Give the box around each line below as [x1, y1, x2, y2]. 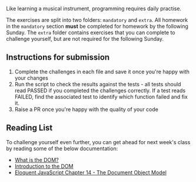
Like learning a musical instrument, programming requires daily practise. [6, 5, 181, 12]
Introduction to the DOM [14, 162, 74, 170]
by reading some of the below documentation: [6, 145, 118, 152]
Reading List [6, 123, 53, 133]
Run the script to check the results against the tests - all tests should [14, 80, 181, 87]
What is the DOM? [14, 156, 59, 163]
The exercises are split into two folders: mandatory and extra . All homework [6, 17, 188, 23]
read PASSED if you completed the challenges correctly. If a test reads [14, 87, 186, 94]
